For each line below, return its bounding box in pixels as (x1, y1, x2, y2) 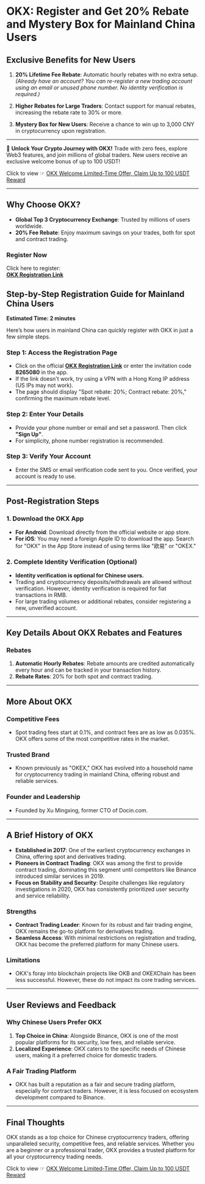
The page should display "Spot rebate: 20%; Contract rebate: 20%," (15, 388, 187, 395)
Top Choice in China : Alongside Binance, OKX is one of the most (15, 1032, 179, 1039)
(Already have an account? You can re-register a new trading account (15, 78, 193, 84)
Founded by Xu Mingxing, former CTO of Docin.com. (15, 806, 148, 814)
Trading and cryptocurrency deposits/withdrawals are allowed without (15, 578, 192, 585)
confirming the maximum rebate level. (15, 395, 111, 402)
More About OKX (6, 696, 73, 706)
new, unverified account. (15, 604, 77, 612)
